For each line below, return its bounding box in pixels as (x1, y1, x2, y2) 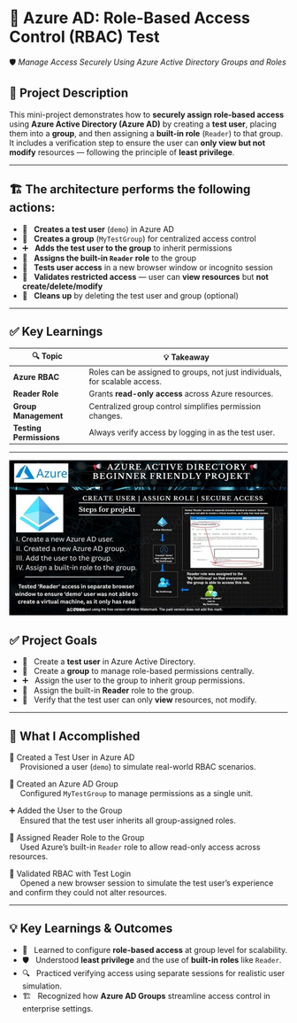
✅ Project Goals (9, 632, 97, 647)
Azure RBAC (12, 371, 60, 382)
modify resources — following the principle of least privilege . (9, 146, 235, 158)
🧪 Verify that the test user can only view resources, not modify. (21, 694, 257, 705)
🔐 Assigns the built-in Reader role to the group (21, 252, 197, 263)
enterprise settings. (21, 1003, 94, 1013)
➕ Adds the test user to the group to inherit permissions (21, 243, 232, 253)
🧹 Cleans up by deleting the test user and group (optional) (21, 290, 239, 300)
